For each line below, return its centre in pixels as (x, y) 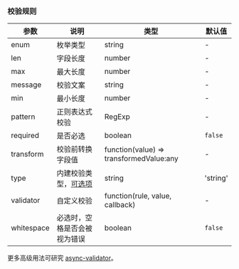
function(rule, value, (138, 196)
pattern (23, 117)
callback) (120, 205)
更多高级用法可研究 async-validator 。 (62, 258)
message (26, 85)
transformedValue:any (142, 159)
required (25, 135)
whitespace (30, 228)
